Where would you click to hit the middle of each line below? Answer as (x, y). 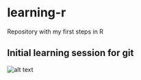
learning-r (37, 13)
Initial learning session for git (70, 53)
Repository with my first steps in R (55, 31)
